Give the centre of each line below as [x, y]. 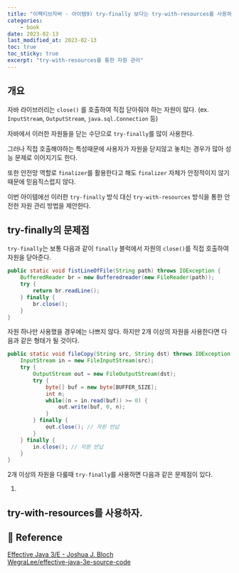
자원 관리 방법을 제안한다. [55, 205]
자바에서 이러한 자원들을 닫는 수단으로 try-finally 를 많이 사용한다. [101, 133]
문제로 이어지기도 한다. [46, 157]
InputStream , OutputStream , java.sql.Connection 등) [83, 118]
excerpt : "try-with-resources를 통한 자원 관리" [75, 61]
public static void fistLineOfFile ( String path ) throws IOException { [114, 271]
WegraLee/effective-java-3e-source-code [69, 562]
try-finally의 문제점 [49, 230]
